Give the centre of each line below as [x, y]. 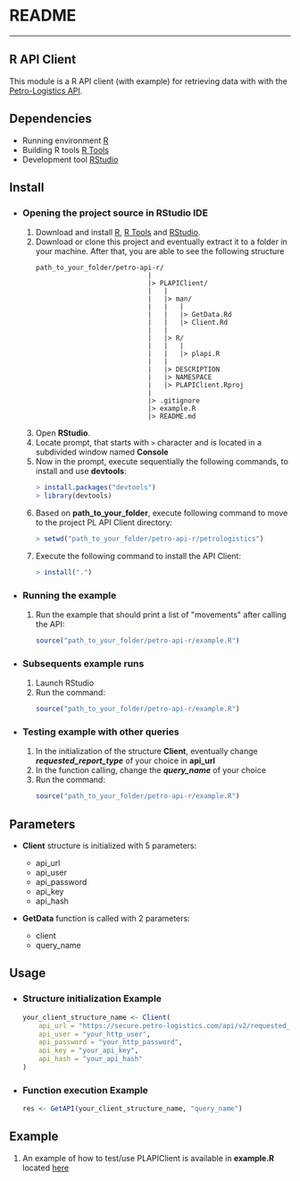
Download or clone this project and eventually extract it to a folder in [161, 242]
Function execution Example [85, 1090]
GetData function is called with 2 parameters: [106, 919]
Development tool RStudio [70, 159]
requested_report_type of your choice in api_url [125, 760]
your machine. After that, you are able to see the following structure [160, 251]
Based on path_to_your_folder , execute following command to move [162, 513]
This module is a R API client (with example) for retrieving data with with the [148, 81]
